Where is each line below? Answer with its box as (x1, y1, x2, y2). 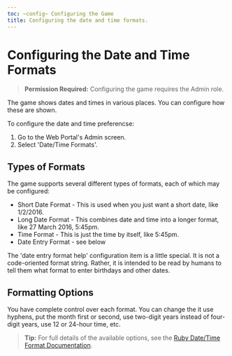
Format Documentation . (24, 341, 93, 350)
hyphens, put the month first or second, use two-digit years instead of (7, 313, 210, 321)
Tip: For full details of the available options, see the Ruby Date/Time (24, 334, 221, 342)
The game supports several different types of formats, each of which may (7, 179, 220, 188)
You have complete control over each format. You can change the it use (7, 306, 214, 314)
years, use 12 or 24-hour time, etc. (21, 320, 121, 329)
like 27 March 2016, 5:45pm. (17, 223, 100, 231)
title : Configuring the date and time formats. (7, 17, 149, 24)
